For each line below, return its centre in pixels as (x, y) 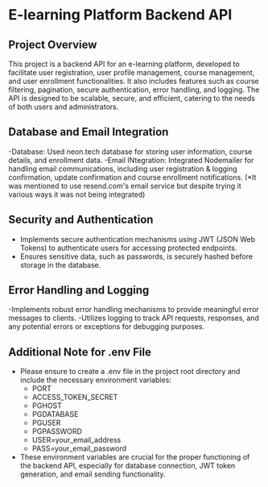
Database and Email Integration (89, 132)
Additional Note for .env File (80, 352)
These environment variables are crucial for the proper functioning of (135, 457)
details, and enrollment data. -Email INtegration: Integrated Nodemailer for (131, 160)
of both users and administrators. (64, 107)
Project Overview (53, 45)
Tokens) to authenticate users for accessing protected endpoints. (128, 248)
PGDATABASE (55, 414)
